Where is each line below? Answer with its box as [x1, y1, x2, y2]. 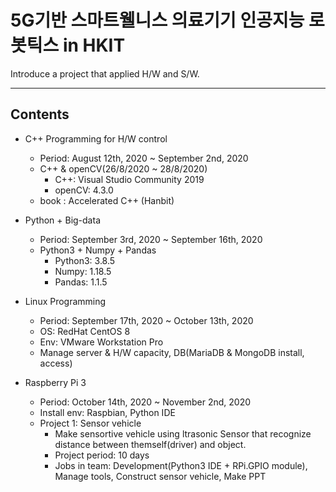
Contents [10, 106, 70, 123]
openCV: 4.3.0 [54, 184, 114, 196]
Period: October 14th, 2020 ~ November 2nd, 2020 [39, 396, 252, 408]
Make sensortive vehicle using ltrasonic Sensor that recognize [54, 427, 312, 440]
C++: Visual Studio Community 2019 [54, 173, 205, 185]
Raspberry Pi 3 [24, 376, 87, 388]
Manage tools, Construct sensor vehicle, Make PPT [54, 470, 267, 482]
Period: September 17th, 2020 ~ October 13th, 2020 [39, 314, 254, 326]
